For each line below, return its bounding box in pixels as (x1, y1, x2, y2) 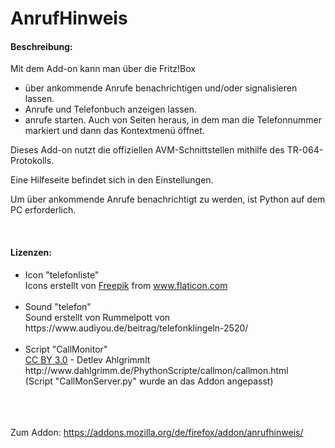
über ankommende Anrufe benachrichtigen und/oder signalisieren (24, 82, 298, 94)
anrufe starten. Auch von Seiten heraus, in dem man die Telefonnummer (24, 114, 323, 126)
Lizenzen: (10, 246, 52, 258)
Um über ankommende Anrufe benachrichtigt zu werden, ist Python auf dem (10, 193, 326, 206)
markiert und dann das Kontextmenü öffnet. (24, 125, 205, 137)
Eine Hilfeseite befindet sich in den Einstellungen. (10, 174, 214, 186)
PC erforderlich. (10, 204, 77, 216)
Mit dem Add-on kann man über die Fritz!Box (10, 63, 196, 75)
